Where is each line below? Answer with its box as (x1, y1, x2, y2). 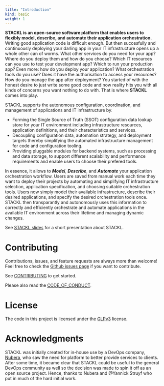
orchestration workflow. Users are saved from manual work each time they (5, 173, 156, 179)
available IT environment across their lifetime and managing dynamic (5, 210, 144, 216)
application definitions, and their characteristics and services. (12, 127, 137, 133)
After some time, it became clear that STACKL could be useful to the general (5, 360, 159, 366)
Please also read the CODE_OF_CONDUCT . (5, 282, 92, 288)
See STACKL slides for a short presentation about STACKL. (5, 225, 124, 231)
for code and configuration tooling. (12, 143, 83, 149)
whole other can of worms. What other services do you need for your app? (5, 51, 156, 57)
